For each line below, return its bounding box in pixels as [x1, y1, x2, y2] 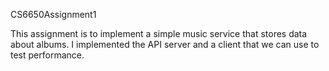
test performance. [10, 49, 85, 61]
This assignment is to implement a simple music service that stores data [10, 28, 308, 39]
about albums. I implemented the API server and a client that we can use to [10, 39, 320, 50]
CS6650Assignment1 [10, 9, 97, 20]
